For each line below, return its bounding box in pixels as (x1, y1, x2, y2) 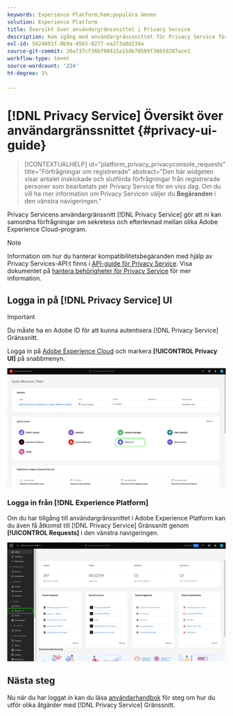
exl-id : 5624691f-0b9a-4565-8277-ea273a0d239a (7, 40, 144, 48)
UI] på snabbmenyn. (7, 355, 66, 363)
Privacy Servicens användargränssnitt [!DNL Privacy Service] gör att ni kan (7, 210, 222, 219)
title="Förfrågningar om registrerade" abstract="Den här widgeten (24, 167, 214, 176)
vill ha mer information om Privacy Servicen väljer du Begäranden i (24, 189, 216, 198)
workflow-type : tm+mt (7, 56, 70, 62)
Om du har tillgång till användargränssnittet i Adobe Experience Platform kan (7, 513, 226, 522)
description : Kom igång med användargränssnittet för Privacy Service (7, 33, 216, 40)
